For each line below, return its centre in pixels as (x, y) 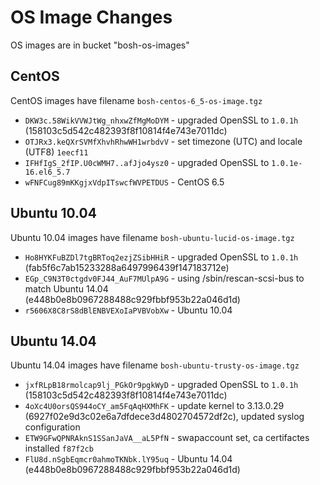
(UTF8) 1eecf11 (56, 152)
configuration (52, 427)
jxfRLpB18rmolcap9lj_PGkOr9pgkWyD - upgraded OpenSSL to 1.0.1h (161, 385)
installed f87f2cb (59, 448)
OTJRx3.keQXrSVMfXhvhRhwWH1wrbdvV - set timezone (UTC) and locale (163, 141)
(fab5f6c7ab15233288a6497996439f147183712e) (127, 267)
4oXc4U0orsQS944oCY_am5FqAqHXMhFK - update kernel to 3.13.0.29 (154, 406)
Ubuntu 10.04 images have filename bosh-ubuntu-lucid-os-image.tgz (152, 237)
